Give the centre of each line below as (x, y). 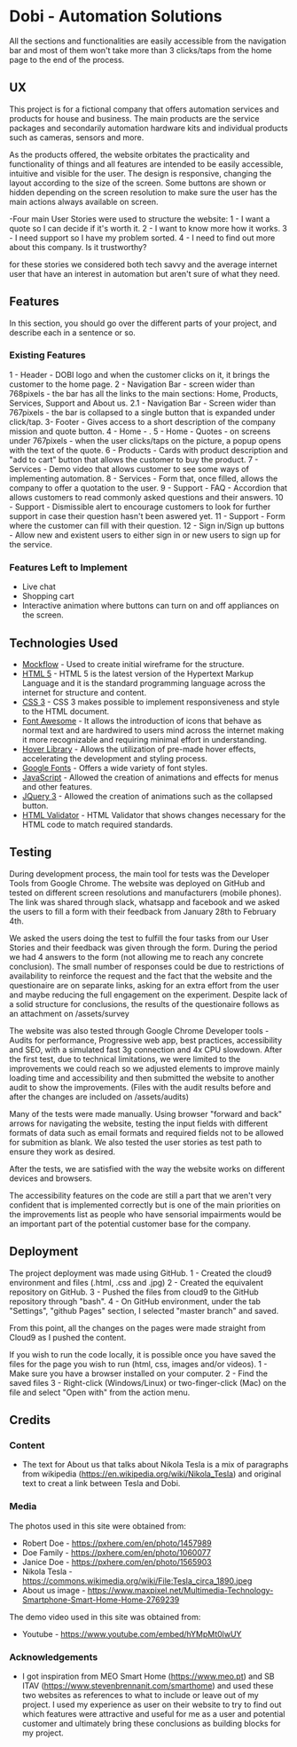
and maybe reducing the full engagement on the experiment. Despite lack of (148, 995)
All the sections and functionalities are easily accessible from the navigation (148, 41)
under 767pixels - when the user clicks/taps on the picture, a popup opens (145, 440)
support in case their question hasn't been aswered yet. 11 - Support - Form (147, 515)
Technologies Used (63, 643)
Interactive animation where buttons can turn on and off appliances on (150, 606)
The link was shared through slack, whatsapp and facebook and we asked (145, 901)
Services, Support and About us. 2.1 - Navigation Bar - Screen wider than (143, 403)
